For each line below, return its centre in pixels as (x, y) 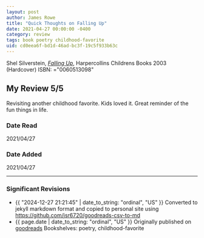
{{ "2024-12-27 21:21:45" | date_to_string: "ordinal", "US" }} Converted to (106, 202)
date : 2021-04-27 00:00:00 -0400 (49, 29)
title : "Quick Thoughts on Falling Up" (57, 23)
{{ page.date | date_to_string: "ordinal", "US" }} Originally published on (103, 222)
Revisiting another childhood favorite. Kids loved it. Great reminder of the (97, 103)
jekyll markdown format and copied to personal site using (87, 209)
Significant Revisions (38, 189)
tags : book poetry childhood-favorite (55, 40)
